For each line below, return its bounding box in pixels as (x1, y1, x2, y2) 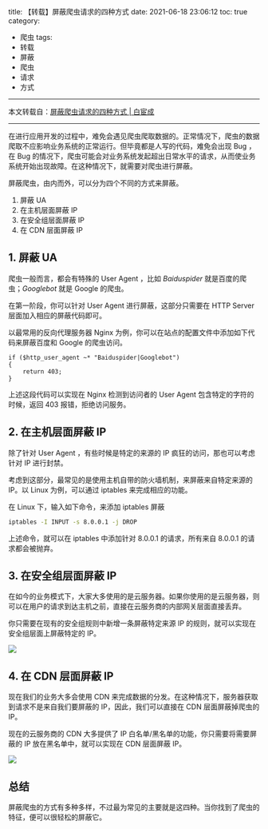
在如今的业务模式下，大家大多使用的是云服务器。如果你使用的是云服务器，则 (8, 592, 260, 601)
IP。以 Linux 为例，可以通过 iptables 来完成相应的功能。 (8, 484, 192, 494)
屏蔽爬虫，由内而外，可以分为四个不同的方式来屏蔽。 (8, 178, 183, 188)
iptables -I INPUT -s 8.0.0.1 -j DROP (8, 518, 137, 526)
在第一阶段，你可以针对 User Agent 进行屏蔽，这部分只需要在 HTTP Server (8, 301, 255, 310)
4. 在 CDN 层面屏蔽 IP (8, 669, 114, 683)
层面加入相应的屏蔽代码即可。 (8, 310, 106, 320)
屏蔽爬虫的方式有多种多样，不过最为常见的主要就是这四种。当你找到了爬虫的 (8, 802, 260, 811)
